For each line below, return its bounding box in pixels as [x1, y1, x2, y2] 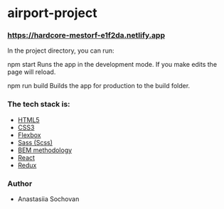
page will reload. [7, 68, 56, 76]
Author [7, 178, 33, 188]
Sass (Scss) [17, 138, 53, 146]
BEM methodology [17, 146, 73, 154]
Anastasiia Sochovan [17, 195, 80, 203]
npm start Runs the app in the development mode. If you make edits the [7, 60, 218, 69]
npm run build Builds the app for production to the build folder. [7, 82, 191, 90]
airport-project [7, 5, 97, 21]
